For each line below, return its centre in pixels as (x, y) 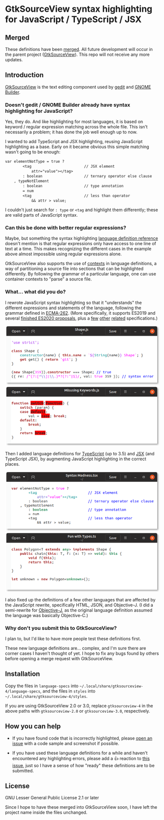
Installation (23, 674)
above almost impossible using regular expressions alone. (63, 254)
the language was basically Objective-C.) (47, 615)
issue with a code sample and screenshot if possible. (66, 743)
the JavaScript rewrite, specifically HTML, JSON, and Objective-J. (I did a (79, 605)
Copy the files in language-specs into (42, 686)
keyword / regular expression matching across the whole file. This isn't (76, 127)
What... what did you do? (35, 292)
